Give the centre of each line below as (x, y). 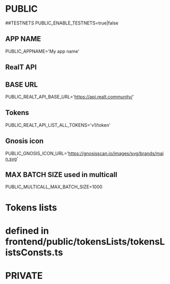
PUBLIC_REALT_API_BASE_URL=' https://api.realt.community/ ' (69, 97)
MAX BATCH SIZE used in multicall (61, 174)
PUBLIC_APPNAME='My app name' (42, 51)
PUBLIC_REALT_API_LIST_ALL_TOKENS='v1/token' (58, 125)
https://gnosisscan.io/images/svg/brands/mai (116, 153)
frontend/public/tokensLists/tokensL (85, 242)
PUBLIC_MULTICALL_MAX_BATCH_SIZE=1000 (54, 187)
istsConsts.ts (34, 252)
